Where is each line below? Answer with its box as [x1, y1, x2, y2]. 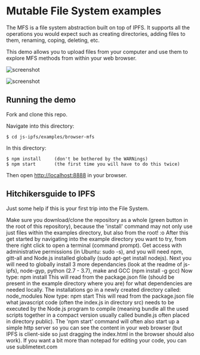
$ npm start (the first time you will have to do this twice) [6, 161, 180, 167]
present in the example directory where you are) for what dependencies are [6, 279, 193, 287]
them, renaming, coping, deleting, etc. [6, 36, 100, 44]
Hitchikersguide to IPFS [6, 189, 96, 199]
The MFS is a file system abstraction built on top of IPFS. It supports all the [6, 24, 190, 31]
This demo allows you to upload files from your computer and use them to [6, 48, 188, 55]
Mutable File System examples [6, 4, 162, 18]
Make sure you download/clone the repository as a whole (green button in [6, 216, 188, 223]
